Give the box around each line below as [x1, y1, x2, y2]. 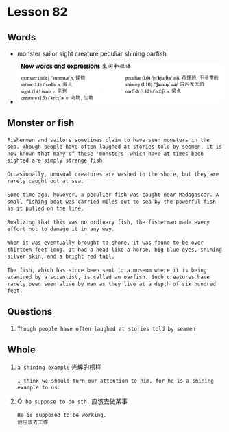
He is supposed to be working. [16, 412, 107, 419]
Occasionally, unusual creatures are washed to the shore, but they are [7, 171, 219, 178]
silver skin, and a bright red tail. [7, 253, 115, 260]
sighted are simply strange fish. [7, 157, 106, 164]
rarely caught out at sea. [7, 178, 84, 184]
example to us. [16, 385, 61, 392]
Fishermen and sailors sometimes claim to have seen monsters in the [7, 136, 210, 143]
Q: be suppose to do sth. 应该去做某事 [16, 397, 128, 405]
